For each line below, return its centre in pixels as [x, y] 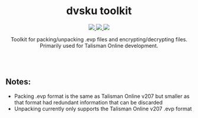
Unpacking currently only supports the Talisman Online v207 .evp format [103, 109]
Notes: [18, 82]
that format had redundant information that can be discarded [88, 102]
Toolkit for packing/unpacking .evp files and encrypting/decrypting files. [99, 39]
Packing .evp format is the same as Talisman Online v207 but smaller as [102, 96]
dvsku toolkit [99, 11]
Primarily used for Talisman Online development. [99, 45]
